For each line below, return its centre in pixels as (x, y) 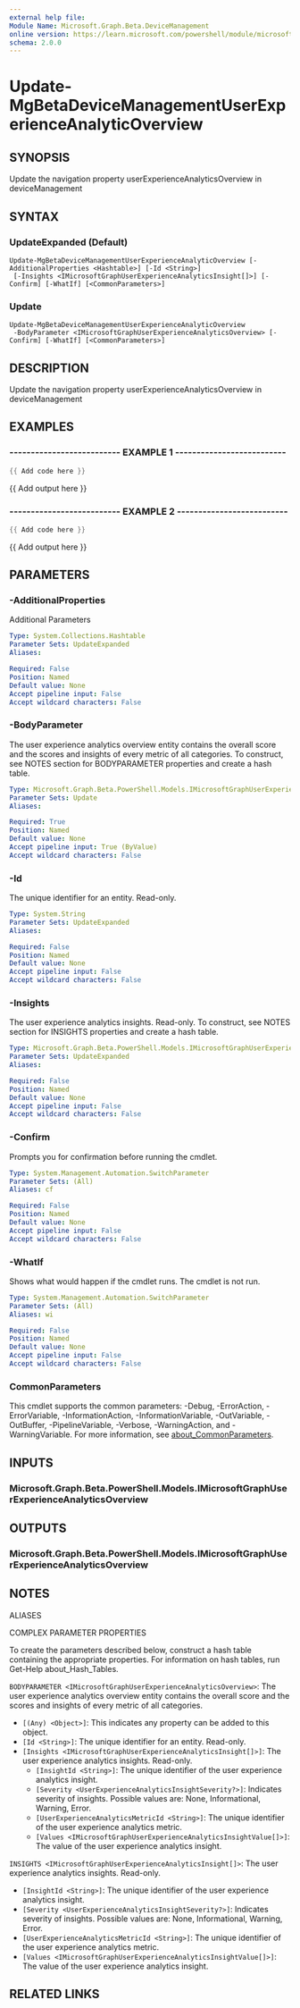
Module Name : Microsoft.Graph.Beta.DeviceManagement (109, 26)
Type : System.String (48, 914)
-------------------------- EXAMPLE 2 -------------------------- (149, 511)
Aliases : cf (31, 1189)
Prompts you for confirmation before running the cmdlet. (113, 1156)
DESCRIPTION (49, 368)
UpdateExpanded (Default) (68, 242)
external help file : (48, 17)
